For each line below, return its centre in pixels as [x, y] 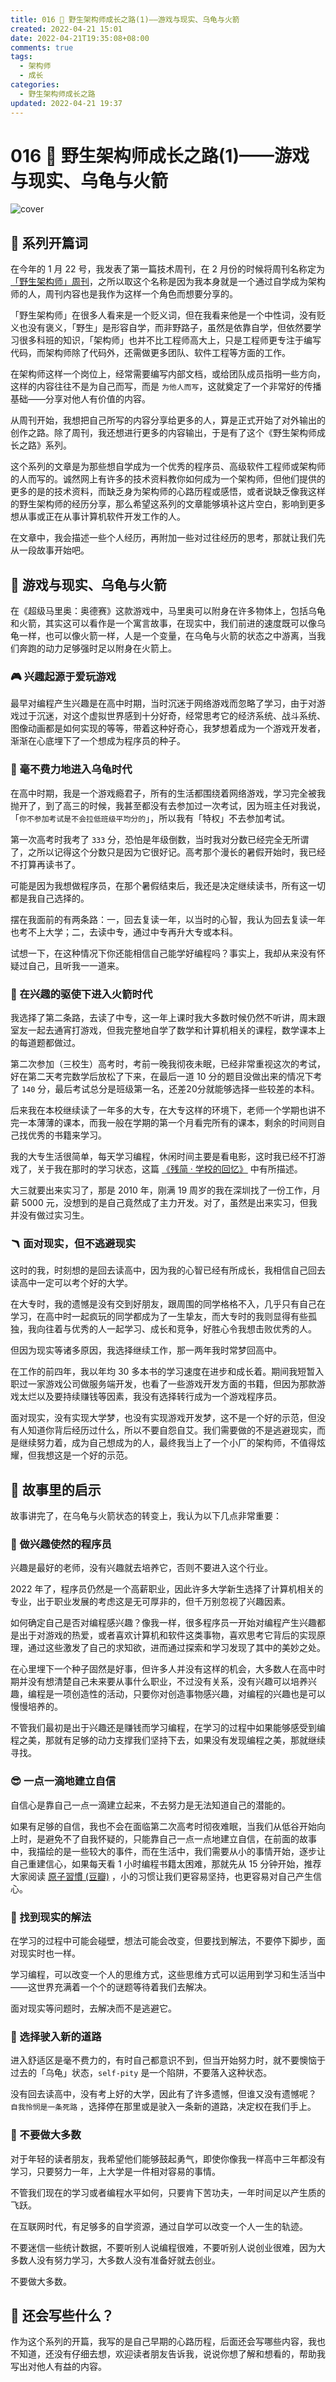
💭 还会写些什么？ [62, 2315]
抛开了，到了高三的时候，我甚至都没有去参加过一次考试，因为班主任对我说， [168, 805]
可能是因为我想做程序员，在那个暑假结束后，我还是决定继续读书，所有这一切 [168, 885]
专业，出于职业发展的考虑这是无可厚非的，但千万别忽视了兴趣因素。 [150, 1602]
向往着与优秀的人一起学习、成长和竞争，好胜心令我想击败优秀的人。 [176, 1329]
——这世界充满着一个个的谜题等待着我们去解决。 [111, 1987]
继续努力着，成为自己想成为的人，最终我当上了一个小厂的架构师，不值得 [167, 1443]
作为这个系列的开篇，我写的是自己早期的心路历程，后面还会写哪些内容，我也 [168, 2342]
